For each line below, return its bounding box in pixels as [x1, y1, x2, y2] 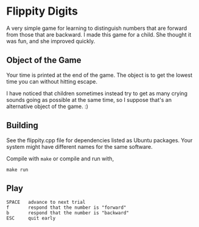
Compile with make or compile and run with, [6, 154, 114, 162]
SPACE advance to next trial [6, 200, 86, 206]
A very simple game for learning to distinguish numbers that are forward [6, 24, 187, 32]
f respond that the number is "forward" [6, 204, 127, 211]
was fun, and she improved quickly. [6, 37, 96, 45]
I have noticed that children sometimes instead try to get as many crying [6, 90, 187, 97]
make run [6, 167, 29, 173]
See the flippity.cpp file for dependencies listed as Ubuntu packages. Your [6, 136, 193, 144]
